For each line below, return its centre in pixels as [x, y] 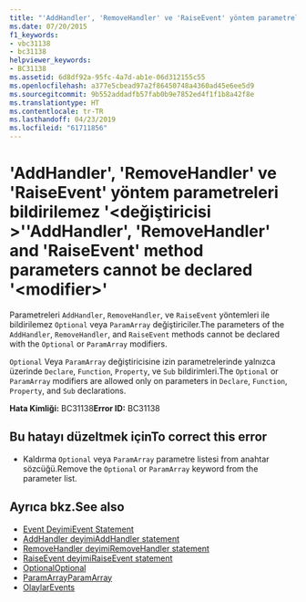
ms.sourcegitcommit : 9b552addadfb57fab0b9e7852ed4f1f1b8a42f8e [132, 94]
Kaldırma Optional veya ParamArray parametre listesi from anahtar [146, 459]
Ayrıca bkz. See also [67, 507]
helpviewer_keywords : [51, 60]
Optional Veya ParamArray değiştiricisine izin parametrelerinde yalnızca [143, 361]
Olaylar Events [49, 587]
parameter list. [50, 478]
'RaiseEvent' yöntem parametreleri [144, 193]
